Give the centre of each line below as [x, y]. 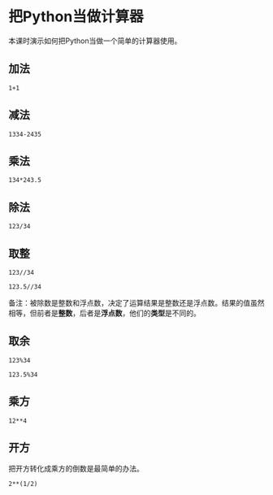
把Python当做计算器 [76, 17]
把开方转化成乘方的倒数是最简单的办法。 [76, 469]
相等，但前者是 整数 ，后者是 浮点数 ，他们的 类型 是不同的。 [104, 313]
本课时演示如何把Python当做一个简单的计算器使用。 [95, 41]
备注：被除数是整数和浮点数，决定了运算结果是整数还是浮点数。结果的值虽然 [136, 303]
